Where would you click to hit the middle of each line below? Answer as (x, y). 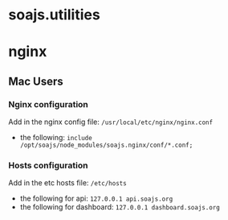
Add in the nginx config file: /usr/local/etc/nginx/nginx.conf (111, 122)
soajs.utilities (54, 15)
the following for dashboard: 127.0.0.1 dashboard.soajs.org (120, 207)
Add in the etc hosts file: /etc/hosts (67, 183)
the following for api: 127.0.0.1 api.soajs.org (96, 198)
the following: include (56, 138)
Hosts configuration (48, 165)
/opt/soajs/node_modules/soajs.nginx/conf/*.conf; (106, 145)
